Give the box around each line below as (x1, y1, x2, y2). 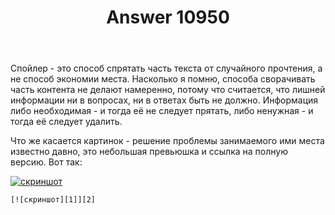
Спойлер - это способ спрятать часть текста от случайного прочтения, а (10, 62, 323, 75)
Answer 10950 (106, 6, 230, 29)
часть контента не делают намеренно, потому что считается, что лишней (10, 84, 326, 96)
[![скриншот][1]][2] (10, 195, 97, 205)
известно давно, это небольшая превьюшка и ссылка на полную (10, 146, 288, 158)
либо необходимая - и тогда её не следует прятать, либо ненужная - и (10, 105, 314, 117)
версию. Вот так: (10, 156, 83, 168)
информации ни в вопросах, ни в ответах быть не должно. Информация (10, 94, 319, 106)
